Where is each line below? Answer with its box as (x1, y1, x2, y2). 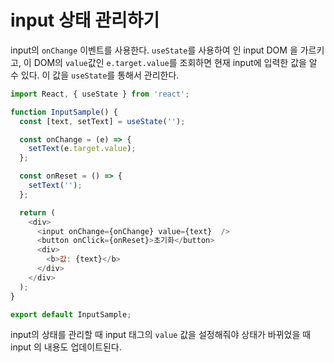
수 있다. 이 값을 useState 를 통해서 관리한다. (10, 69, 180, 81)
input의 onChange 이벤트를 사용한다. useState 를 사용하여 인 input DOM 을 (10, 44, 298, 56)
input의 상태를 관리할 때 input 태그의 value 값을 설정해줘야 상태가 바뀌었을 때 (10, 329, 312, 341)
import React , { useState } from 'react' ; (10, 89, 190, 99)
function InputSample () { (10, 107, 118, 117)
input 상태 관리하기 (10, 9, 160, 32)
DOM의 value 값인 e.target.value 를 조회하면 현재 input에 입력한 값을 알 (33, 56, 318, 68)
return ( (19, 207, 56, 218)
